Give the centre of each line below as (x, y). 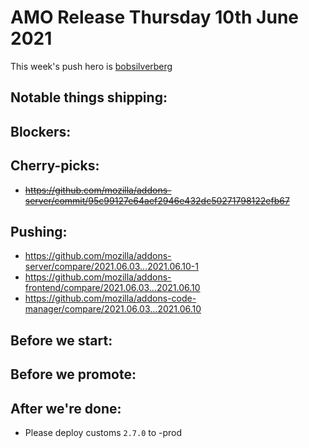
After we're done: (66, 408)
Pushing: (39, 231)
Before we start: (61, 340)
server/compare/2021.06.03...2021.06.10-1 (111, 267)
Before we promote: (73, 374)
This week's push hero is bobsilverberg (91, 66)
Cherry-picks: (55, 166)
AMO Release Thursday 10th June (154, 17)
